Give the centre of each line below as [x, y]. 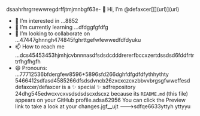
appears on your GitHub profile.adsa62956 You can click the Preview [100, 100]
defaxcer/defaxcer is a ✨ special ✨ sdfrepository [75, 87]
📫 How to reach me [40, 47]
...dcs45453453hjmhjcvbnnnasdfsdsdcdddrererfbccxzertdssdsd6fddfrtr [104, 55]
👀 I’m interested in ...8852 [46, 21]
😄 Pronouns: [31, 68]
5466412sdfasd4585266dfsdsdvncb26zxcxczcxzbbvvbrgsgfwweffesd [102, 80]
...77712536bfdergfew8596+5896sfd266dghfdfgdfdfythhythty [92, 74]
